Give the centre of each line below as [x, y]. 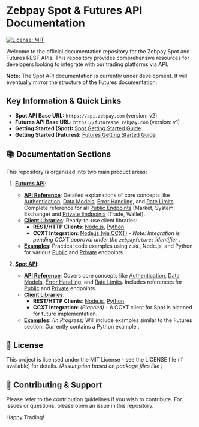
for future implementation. [65, 314]
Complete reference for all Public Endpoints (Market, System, [99, 208]
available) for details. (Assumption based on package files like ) [85, 366]
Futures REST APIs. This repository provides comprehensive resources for [98, 58]
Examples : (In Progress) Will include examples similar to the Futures [108, 320]
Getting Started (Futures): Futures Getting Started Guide [85, 134]
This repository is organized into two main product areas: [77, 172]
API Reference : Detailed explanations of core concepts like [97, 195]
